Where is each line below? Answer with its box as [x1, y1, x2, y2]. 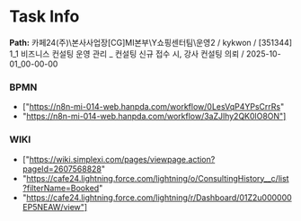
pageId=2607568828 [22, 164, 102, 174]
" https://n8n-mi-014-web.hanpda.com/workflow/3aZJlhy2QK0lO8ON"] [22, 110, 287, 122]
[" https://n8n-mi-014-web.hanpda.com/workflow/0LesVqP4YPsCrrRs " [22, 102, 285, 112]
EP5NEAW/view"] [22, 201, 88, 212]
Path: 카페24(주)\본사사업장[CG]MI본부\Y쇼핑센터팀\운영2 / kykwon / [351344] [9, 37, 293, 48]
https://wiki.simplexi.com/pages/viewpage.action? [29, 154, 216, 164]
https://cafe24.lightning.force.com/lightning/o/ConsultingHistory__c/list [26, 172, 289, 183]
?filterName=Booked [22, 182, 100, 193]
